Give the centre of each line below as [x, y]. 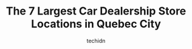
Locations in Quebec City [96, 24]
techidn [96, 41]
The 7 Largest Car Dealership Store [96, 11]
